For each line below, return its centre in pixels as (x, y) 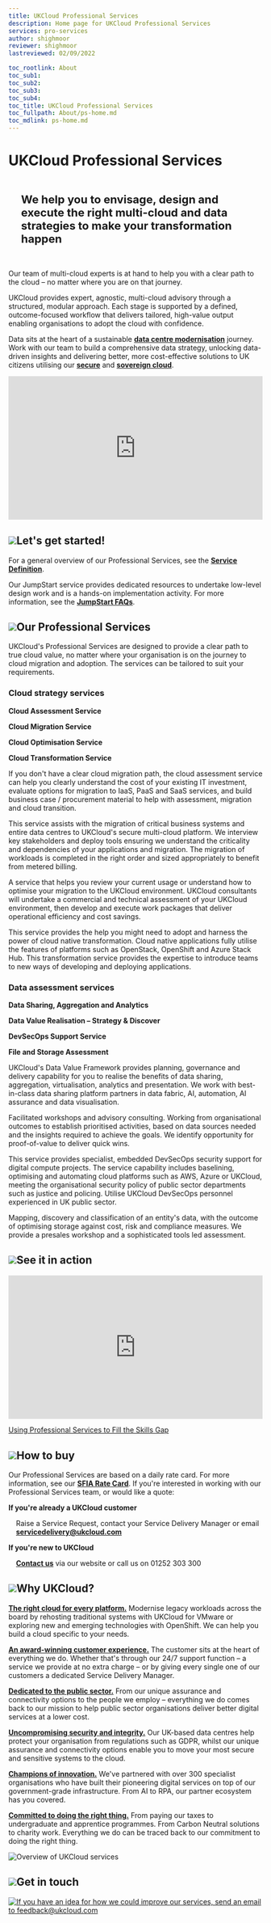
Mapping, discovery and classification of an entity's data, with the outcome (133, 1217)
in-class (22, 1093)
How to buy (46, 1455)
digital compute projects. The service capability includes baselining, (121, 1167)
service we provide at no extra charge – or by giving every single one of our (134, 1667)
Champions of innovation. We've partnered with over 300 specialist (122, 1773)
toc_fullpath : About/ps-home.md (63, 113)
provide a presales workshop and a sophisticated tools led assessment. (127, 1234)
